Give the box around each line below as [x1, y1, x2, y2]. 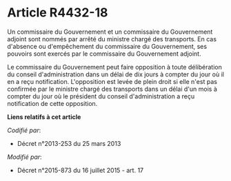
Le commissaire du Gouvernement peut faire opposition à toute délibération [7, 63, 222, 71]
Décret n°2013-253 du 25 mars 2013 [17, 139, 121, 147]
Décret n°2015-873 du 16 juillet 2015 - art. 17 [17, 166, 143, 174]
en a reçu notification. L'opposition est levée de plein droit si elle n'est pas [7, 77, 217, 85]
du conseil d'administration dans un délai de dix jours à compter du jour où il [7, 70, 224, 78]
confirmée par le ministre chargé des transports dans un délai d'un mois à [7, 85, 217, 93]
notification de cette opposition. [7, 99, 98, 107]
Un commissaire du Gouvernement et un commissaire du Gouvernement [7, 28, 213, 36]
